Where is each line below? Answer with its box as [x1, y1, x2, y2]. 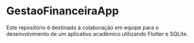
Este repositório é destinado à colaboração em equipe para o [6, 24, 159, 31]
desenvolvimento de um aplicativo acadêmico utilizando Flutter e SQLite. [6, 30, 189, 37]
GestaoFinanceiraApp [6, 4, 119, 18]
